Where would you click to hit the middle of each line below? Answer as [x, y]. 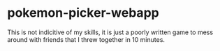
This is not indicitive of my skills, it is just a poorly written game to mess [110, 32]
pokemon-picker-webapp [83, 13]
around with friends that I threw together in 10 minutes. [86, 39]
